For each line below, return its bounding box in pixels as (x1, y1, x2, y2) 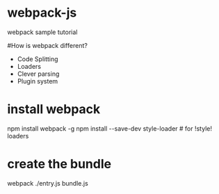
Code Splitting (17, 54, 58, 63)
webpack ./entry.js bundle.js (7, 179, 88, 187)
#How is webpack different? (7, 41, 88, 49)
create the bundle (7, 156, 112, 172)
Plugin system (17, 76, 58, 85)
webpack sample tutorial (7, 28, 78, 36)
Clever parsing (17, 70, 60, 78)
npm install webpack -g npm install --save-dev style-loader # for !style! (7, 124, 212, 133)
